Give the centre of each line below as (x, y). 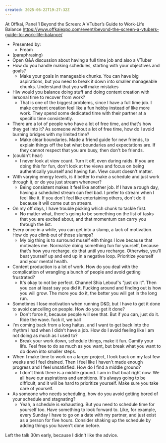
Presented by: (27, 44)
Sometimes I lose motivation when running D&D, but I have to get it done (86, 303)
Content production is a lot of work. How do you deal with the (75, 267)
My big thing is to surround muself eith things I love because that (86, 240)
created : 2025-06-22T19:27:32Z (37, 10)
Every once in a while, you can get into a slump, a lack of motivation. (82, 229)
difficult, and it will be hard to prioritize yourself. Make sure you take (89, 383)
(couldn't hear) (28, 155)
